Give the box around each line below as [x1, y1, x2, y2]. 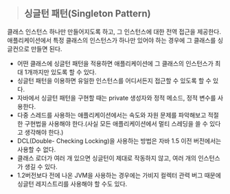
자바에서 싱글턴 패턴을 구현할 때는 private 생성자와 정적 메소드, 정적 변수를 [16, 94, 216, 102]
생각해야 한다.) [24, 128, 64, 136]
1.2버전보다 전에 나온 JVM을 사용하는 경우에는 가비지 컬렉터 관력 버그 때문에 [16, 171, 222, 179]
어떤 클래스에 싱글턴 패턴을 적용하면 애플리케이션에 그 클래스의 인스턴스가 [16, 59, 214, 67]
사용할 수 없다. [16, 145, 56, 153]
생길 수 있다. [24, 162, 58, 171]
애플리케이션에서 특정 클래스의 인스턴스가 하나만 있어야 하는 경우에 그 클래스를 [7, 36, 216, 44]
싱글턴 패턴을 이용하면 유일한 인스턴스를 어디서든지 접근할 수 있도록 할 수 [16, 76, 211, 85]
